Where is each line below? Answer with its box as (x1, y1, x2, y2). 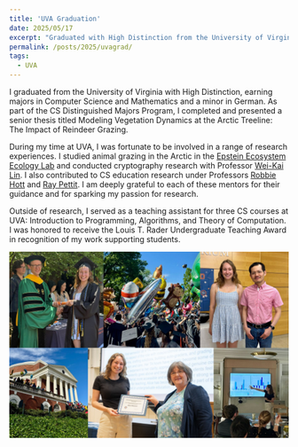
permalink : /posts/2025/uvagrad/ (9, 43, 133, 51)
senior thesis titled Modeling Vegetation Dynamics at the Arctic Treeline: (9, 115, 273, 125)
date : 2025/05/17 (9, 23, 74, 33)
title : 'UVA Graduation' (9, 14, 101, 23)
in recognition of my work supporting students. (9, 234, 181, 244)
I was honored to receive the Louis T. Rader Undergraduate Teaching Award (9, 224, 286, 235)
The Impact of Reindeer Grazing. (9, 124, 129, 135)
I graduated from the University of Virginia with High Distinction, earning (9, 87, 273, 97)
